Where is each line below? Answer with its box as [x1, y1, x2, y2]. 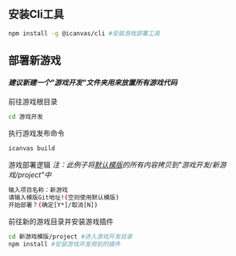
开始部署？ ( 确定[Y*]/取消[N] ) [8, 201, 98, 209]
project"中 [18, 170, 52, 180]
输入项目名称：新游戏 [8, 186, 68, 194]
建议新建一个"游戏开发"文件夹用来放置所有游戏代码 [8, 77, 178, 87]
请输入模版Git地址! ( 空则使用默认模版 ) [8, 193, 120, 201]
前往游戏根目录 [8, 97, 58, 107]
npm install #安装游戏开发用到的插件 [8, 240, 121, 248]
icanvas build [8, 144, 56, 152]
